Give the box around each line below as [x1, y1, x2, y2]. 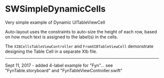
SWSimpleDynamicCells [5, 3, 106, 15]
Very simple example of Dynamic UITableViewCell [5, 19, 105, 25]
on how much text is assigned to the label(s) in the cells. [5, 34, 118, 40]
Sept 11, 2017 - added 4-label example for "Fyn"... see [5, 62, 113, 68]
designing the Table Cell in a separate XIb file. [5, 48, 98, 54]
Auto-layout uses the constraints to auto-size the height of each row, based [5, 29, 157, 34]
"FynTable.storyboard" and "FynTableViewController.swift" [5, 67, 123, 73]
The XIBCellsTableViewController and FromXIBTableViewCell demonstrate [5, 43, 154, 49]
